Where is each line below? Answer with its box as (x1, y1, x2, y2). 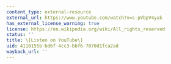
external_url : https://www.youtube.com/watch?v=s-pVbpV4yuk (6, 15, 163, 21)
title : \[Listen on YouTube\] (6, 37, 84, 43)
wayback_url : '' (6, 49, 48, 55)
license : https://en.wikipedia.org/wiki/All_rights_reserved (6, 26, 166, 32)
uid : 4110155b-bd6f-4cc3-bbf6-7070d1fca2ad (6, 43, 119, 49)
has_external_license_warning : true (6, 20, 100, 26)
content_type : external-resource (6, 9, 92, 15)
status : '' (6, 32, 34, 38)
